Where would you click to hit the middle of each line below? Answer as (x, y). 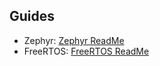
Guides (32, 16)
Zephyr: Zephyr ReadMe (74, 40)
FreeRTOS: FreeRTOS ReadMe (86, 51)
